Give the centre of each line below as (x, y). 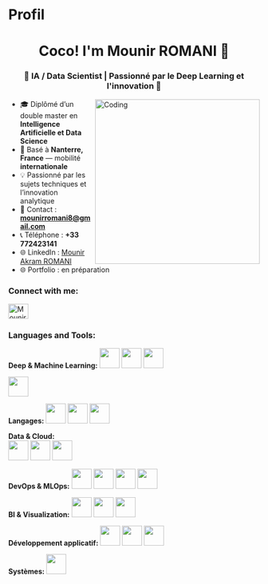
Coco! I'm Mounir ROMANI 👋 (134, 51)
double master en (49, 115)
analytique (37, 200)
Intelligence (40, 124)
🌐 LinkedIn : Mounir (52, 252)
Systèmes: (27, 571)
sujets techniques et (53, 183)
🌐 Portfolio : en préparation (65, 270)
